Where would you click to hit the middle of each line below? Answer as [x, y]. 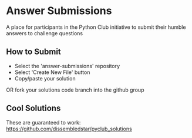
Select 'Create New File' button [52, 72]
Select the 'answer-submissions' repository [67, 66]
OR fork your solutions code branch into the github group [75, 90]
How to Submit [34, 52]
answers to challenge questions [45, 33]
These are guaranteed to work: [43, 122]
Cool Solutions [33, 108]
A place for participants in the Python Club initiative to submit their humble [96, 27]
